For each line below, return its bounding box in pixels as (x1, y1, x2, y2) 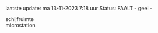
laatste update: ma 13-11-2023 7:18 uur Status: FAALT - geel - (5, 5, 153, 11)
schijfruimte (5, 16, 34, 22)
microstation (5, 22, 36, 28)
